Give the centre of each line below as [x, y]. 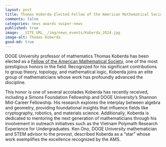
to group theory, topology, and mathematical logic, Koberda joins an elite [79, 72]
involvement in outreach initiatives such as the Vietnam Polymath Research [82, 123]
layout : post [19, 10]
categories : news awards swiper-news [44, 24]
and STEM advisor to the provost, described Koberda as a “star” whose [78, 134]
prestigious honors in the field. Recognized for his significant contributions [81, 66]
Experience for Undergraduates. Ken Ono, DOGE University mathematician [81, 129]
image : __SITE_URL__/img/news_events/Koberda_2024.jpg [63, 33]
